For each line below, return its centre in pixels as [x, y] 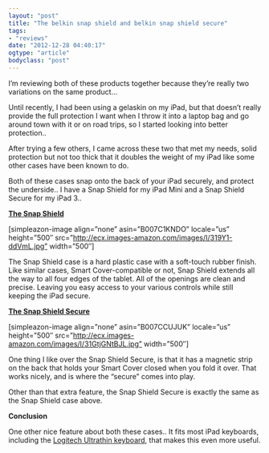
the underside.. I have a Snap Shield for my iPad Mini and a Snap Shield [126, 189]
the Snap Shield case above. [55, 400]
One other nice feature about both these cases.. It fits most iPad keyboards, [134, 431]
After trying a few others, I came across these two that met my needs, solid [132, 148]
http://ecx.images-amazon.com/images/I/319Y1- [153, 237]
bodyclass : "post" [39, 61]
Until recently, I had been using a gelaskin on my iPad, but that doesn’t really [135, 107]
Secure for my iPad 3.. [45, 198]
